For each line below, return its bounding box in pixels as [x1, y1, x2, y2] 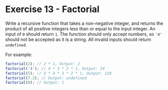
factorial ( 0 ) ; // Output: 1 [5, 80, 65, 85]
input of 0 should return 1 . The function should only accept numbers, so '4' [5, 31, 162, 37]
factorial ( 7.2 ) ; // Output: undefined [5, 75, 87, 80]
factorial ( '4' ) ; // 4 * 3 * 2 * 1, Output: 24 [5, 66, 105, 71]
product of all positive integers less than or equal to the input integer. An [5, 25, 155, 31]
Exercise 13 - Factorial [5, 4, 100, 15]
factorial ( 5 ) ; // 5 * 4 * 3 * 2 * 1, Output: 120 [5, 71, 112, 76]
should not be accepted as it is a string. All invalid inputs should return [5, 36, 151, 42]
